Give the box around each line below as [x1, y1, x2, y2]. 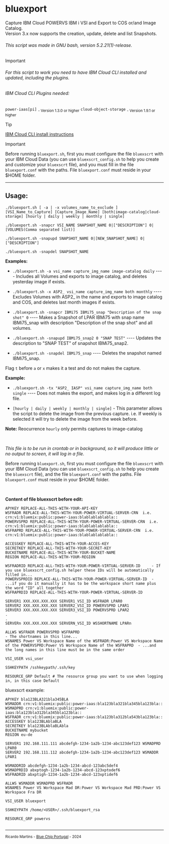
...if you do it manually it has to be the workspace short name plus [5, 581, 156, 586]
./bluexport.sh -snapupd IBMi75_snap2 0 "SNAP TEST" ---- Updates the [12, 334, 161, 341]
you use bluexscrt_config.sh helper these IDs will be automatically [5, 568, 154, 573]
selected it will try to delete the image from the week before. [12, 416, 138, 422]
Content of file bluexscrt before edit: [5, 496, 83, 502]
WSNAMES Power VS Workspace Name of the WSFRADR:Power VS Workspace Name [5, 638, 163, 643]
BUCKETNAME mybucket [5, 728, 49, 733]
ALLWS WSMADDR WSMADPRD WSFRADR [5, 781, 73, 786]
